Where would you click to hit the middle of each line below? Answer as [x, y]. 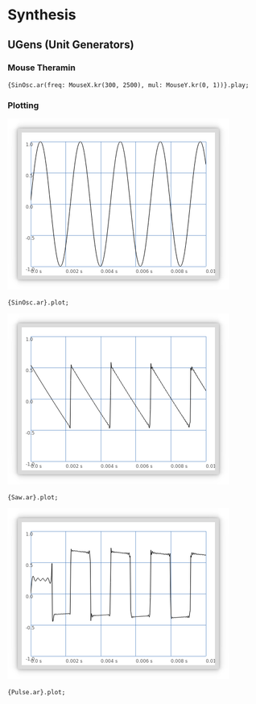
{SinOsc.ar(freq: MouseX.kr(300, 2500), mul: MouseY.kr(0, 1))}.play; [128, 85]
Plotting [23, 105]
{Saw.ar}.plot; [33, 498]
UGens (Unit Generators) [71, 45]
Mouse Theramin [41, 68]
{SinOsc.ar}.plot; [38, 303]
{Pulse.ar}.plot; [37, 693]
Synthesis [42, 15]
